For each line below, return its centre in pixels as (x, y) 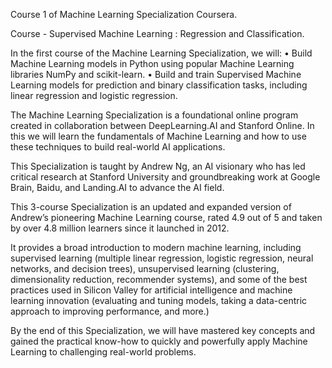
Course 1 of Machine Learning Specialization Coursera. (124, 14)
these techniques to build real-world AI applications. (118, 147)
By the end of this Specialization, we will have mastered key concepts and (163, 330)
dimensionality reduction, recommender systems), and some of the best (159, 279)
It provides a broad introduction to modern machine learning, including (156, 247)
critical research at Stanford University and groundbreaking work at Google (165, 177)
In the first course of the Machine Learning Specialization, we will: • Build (161, 53)
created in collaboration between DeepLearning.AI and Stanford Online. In (162, 125)
